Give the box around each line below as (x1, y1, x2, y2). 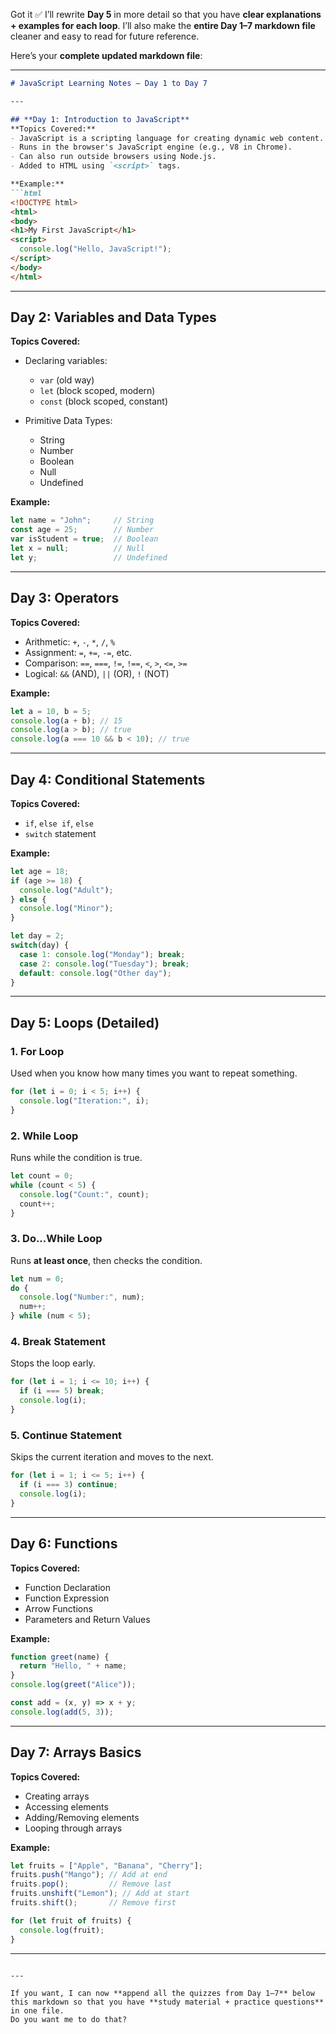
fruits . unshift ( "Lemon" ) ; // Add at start (10, 1889, 190, 1899)
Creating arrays (24, 1790, 90, 1802)
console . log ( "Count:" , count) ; (19, 1189, 150, 1199)
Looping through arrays (24, 1822, 123, 1834)
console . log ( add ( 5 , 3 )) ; (10, 1707, 114, 1717)
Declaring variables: (24, 355, 108, 367)
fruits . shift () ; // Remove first (10, 1898, 177, 1908)
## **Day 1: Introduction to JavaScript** (10, 114, 190, 124)
